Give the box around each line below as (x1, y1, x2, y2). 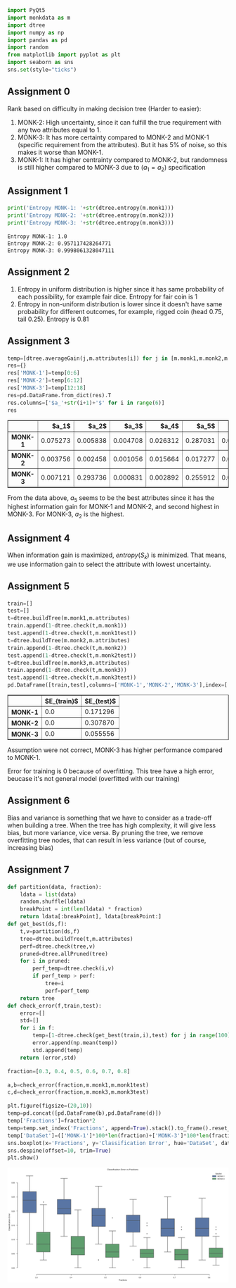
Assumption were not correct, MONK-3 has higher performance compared (7, 746, 223, 754)
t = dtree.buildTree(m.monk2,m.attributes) (7, 637, 131, 644)
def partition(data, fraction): (7, 883, 102, 890)
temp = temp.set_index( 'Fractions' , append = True (7, 1125, 146, 1132)
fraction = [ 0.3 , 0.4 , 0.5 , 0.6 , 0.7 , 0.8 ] (7, 1068, 131, 1075)
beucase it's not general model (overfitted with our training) (7, 775, 181, 783)
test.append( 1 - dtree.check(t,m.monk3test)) (7, 674, 137, 682)
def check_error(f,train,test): (7, 1002, 102, 1009)
